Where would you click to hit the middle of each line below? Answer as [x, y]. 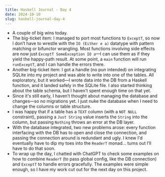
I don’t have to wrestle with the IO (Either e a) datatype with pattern [83, 44]
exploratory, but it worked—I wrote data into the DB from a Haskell [79, 80]
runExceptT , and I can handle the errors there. [58, 64]
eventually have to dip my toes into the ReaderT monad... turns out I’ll [82, 143]
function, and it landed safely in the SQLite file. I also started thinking [82, 86]
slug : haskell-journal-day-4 [35, 19]
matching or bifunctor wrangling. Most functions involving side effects [83, 49]
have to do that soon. [34, 148]
